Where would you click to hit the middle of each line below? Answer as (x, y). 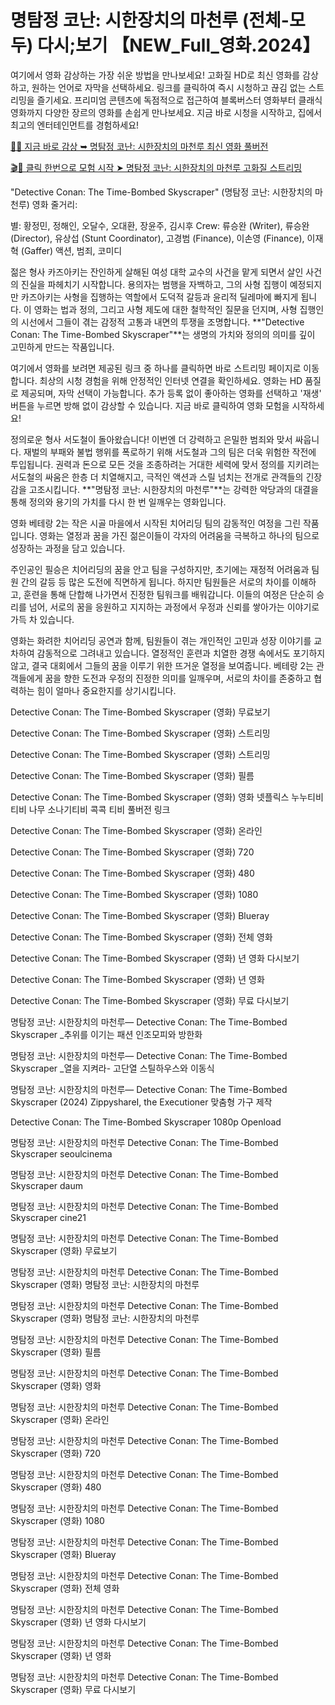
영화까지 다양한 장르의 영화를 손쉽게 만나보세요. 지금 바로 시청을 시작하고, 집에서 (166, 112)
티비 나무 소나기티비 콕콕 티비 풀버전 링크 (90, 809)
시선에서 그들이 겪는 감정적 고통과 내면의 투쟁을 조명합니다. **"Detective (162, 322)
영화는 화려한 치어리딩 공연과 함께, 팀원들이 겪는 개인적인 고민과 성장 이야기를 (161, 640)
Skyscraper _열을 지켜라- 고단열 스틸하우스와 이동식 (112, 1068)
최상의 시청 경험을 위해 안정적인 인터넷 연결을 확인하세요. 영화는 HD (171, 380)
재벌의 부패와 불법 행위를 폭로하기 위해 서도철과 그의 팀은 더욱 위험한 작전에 (170, 452)
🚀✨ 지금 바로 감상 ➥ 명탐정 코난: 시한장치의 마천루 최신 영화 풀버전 (139, 146)
